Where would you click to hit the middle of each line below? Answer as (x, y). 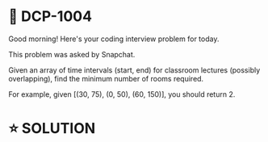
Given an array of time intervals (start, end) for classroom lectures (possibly (134, 70)
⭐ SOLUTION (52, 129)
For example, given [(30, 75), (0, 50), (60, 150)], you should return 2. (122, 94)
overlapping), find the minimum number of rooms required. (106, 78)
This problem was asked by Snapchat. (72, 54)
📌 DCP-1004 (50, 17)
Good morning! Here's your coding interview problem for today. (114, 39)
